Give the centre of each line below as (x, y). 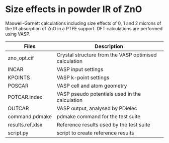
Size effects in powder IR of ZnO (74, 9)
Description (109, 46)
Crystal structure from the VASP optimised (107, 55)
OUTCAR (18, 108)
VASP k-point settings (83, 78)
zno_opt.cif (21, 58)
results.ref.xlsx (25, 124)
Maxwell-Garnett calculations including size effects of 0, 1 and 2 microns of (83, 23)
